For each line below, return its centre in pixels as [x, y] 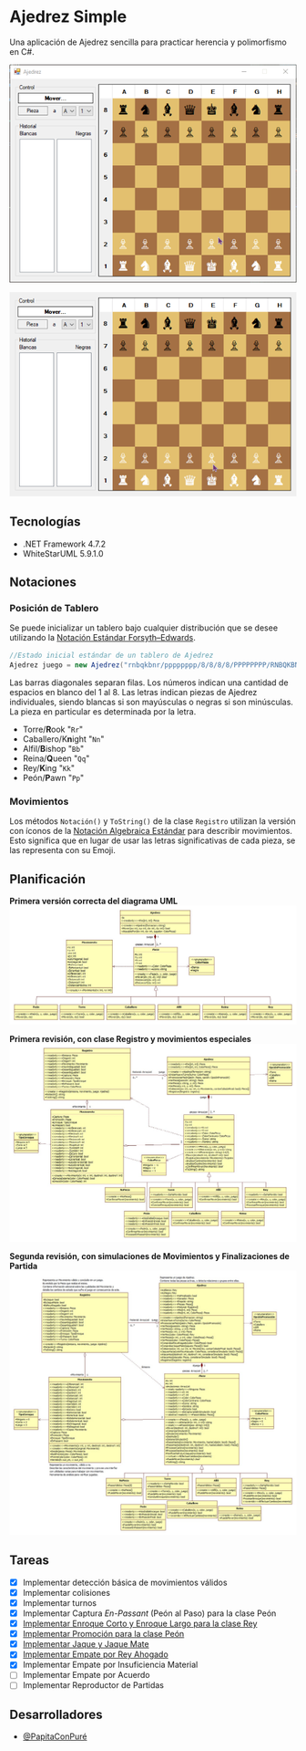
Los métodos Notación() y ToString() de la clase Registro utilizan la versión [153, 821]
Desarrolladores [56, 1714]
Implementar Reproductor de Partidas [93, 1685]
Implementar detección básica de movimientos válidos [125, 1582]
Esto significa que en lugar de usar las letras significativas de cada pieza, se [153, 840]
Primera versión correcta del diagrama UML [94, 902]
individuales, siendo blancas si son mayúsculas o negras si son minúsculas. [152, 702]
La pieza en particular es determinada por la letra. [103, 712]
